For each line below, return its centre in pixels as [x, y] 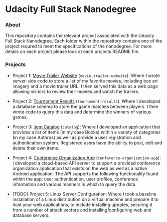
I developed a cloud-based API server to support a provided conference [86, 163]
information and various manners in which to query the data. [75, 184]
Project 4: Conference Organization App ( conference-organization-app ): [86, 157]
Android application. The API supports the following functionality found [85, 173]
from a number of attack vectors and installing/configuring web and [82, 210]
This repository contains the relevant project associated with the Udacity [80, 35]
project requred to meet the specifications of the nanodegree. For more [79, 46]
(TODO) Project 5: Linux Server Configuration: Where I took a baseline [84, 194]
